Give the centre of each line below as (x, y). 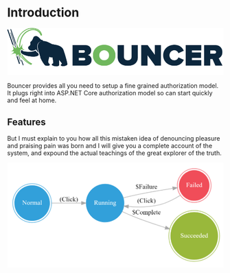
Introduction (43, 13)
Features (26, 122)
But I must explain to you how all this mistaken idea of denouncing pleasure (114, 139)
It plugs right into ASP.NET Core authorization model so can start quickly (110, 93)
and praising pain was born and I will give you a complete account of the (110, 146)
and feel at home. (32, 100)
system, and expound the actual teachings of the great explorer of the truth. (114, 153)
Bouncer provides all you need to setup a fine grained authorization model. (113, 86)
